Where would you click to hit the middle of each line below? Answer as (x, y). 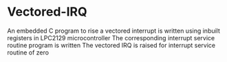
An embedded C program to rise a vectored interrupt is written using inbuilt (113, 31)
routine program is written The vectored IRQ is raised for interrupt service (111, 45)
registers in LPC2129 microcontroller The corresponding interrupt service (111, 37)
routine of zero (28, 52)
